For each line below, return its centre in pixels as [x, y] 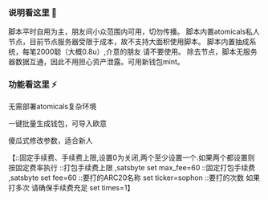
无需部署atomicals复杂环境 [53, 106]
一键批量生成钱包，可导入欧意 [57, 123]
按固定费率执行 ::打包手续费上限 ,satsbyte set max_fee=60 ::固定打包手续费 [132, 167]
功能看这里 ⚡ [33, 84]
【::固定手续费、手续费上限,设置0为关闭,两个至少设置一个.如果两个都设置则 [132, 157]
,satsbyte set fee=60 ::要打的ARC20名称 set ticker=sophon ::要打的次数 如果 [134, 178]
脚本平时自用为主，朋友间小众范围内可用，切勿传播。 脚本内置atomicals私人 [134, 32]
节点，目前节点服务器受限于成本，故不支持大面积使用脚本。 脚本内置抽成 [129, 42]
